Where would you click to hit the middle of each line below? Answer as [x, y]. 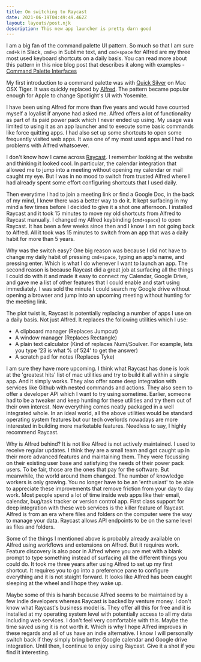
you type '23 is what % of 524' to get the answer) [76, 351]
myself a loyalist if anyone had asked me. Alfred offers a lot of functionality [99, 114]
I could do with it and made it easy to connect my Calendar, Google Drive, [97, 276]
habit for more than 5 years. [40, 239]
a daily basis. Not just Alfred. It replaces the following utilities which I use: [97, 320]
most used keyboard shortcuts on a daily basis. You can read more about [97, 58]
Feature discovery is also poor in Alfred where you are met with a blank [94, 551]
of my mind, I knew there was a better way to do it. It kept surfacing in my [97, 201]
